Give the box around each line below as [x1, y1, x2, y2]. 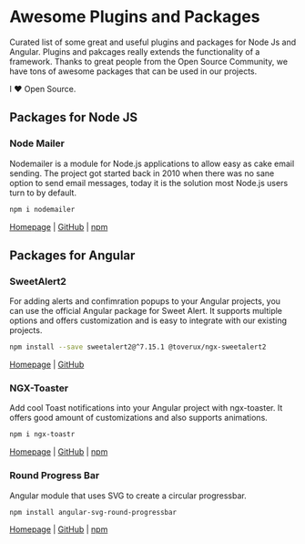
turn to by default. [9, 187, 77, 198]
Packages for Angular [9, 247, 136, 263]
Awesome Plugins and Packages [9, 6, 261, 27]
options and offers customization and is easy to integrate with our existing [9, 315, 288, 326]
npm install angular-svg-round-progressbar [9, 507, 178, 517]
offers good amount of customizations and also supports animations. [9, 413, 269, 424]
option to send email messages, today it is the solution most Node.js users [9, 177, 289, 188]
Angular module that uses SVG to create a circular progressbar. [9, 490, 248, 501]
